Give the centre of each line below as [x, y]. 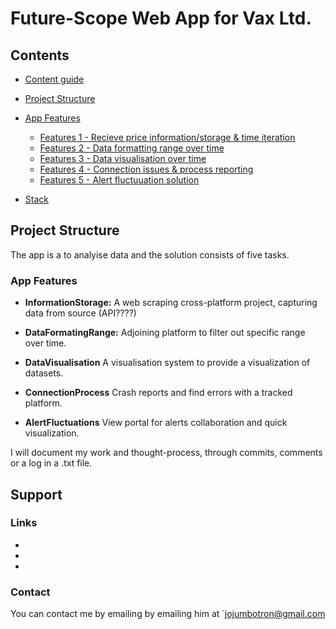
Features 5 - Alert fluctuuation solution [119, 180]
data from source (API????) [80, 313]
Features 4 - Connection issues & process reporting [146, 169]
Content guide [54, 79]
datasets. [44, 373]
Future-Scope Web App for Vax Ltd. [161, 18]
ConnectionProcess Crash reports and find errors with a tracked [158, 393]
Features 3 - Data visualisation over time [123, 158]
